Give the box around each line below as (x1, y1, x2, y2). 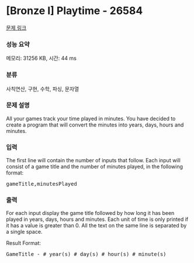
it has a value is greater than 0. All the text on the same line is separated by (6, 222, 187, 229)
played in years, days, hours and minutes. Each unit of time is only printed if (6, 216, 189, 223)
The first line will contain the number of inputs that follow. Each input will (6, 157, 181, 164)
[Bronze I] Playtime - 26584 (6, 4, 143, 18)
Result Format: (6, 240, 41, 247)
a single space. (6, 228, 43, 235)
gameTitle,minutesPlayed (6, 180, 77, 187)
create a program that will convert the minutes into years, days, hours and (6, 121, 184, 128)
